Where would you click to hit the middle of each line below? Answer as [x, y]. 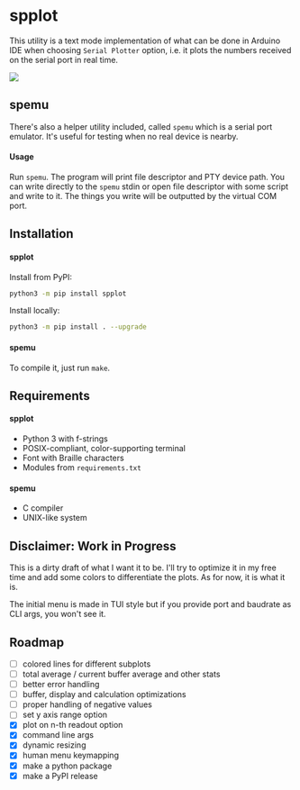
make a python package [67, 766]
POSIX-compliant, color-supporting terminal [104, 449]
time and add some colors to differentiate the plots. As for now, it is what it [147, 577]
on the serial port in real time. [64, 59]
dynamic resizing [54, 745]
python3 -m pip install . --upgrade [78, 327]
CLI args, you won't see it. [58, 614]
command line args [58, 735]
